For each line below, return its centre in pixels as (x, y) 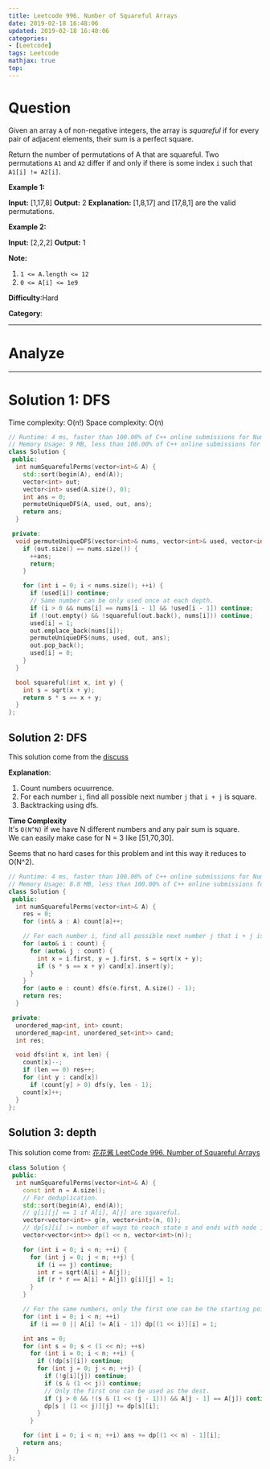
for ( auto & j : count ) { (71, 951)
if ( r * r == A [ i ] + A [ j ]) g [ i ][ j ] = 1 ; (106, 1280)
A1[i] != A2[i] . (35, 171)
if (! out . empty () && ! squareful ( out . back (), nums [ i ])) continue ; (141, 615)
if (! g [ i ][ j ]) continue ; (86, 1376)
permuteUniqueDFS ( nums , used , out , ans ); (100, 638)
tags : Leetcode (34, 53)
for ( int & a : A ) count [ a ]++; (74, 922)
